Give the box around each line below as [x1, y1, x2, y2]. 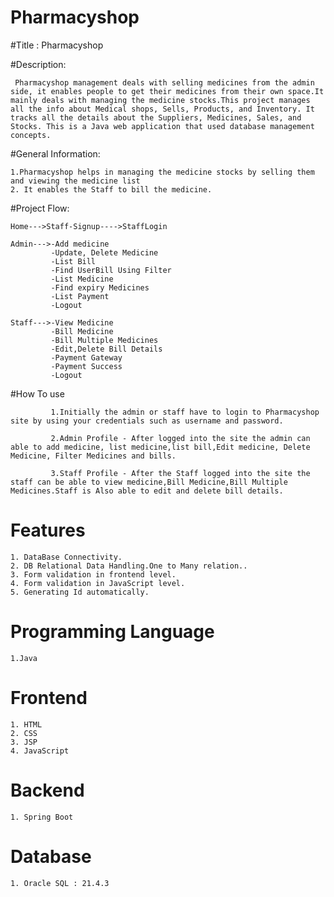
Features [10, 519, 86, 542]
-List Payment [50, 291, 110, 301]
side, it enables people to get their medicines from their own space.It [10, 86, 325, 96]
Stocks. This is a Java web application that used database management [10, 121, 315, 131]
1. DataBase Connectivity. [10, 552, 123, 562]
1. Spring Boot [10, 812, 74, 822]
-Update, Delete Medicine [50, 247, 159, 258]
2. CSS [10, 728, 38, 738]
